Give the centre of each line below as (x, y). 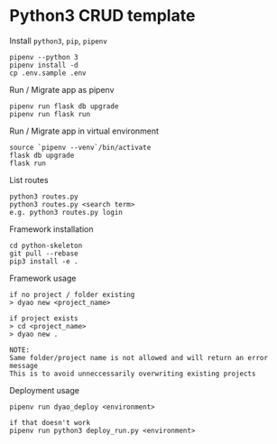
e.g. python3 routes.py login (66, 212)
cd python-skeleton (46, 245)
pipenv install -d (44, 65)
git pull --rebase (44, 254)
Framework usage (43, 278)
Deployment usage (44, 390)
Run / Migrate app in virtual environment (84, 131)
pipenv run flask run (50, 114)
